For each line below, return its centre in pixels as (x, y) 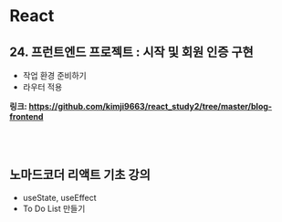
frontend (26, 116)
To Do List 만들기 (54, 208)
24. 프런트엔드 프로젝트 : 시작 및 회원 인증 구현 (131, 52)
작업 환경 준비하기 (54, 75)
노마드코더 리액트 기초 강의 (80, 175)
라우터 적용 (42, 87)
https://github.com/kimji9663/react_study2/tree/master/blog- (150, 106)
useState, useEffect (60, 197)
